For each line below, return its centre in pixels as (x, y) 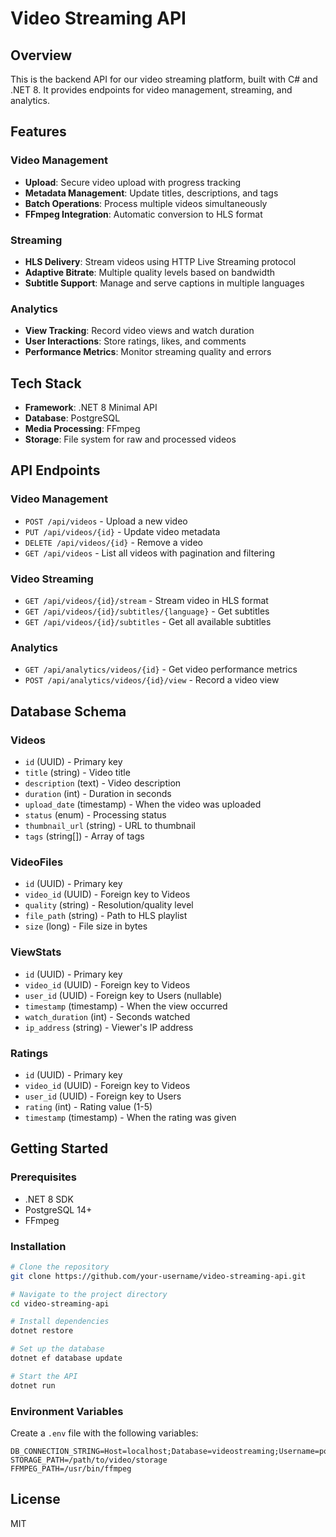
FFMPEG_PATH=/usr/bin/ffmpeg (71, 1468)
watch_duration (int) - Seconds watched (107, 1016)
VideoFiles (37, 862)
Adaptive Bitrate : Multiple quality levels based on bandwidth (150, 272)
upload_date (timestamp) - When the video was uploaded (143, 804)
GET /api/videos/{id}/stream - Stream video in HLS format (146, 601)
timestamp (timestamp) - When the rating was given (130, 1117)
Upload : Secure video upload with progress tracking (133, 182)
